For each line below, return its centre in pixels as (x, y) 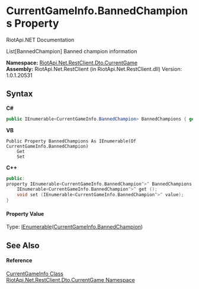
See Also (23, 246)
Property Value (25, 213)
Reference (19, 261)
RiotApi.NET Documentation (40, 40)
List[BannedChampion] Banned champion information (72, 51)
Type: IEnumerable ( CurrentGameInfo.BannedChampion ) (75, 227)
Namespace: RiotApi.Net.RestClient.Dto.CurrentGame (72, 63)
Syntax (20, 94)
